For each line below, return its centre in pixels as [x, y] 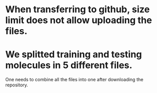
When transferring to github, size [78, 9]
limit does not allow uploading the [79, 20]
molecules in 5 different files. [69, 65]
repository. [17, 85]
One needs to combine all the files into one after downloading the [74, 80]
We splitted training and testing [74, 54]
